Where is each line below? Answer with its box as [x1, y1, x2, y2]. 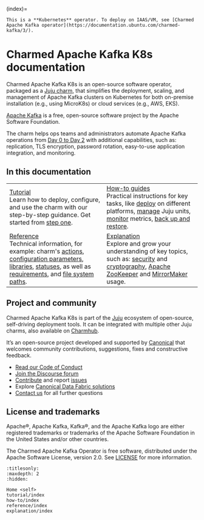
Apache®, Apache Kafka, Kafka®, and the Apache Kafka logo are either [6, 423, 185, 430]
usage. [106, 277, 126, 286]
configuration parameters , [9, 254, 84, 263]
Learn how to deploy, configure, [9, 195, 100, 204]
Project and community [6, 298, 97, 308]
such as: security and [106, 254, 168, 263]
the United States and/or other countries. [6, 436, 109, 443]
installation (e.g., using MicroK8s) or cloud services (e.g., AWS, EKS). [6, 100, 180, 107]
